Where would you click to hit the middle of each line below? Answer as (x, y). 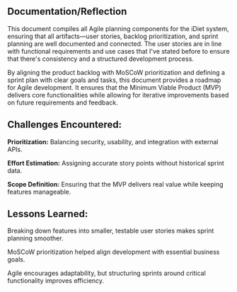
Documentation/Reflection (67, 12)
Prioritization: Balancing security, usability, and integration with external (113, 141)
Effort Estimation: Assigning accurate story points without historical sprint (116, 163)
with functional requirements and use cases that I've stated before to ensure (118, 51)
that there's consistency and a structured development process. (101, 59)
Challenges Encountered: (65, 125)
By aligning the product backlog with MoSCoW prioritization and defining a (116, 72)
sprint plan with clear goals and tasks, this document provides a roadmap (114, 80)
